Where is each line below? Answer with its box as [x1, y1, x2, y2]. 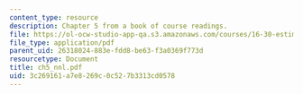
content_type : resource [9, 13, 99, 22]
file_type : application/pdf [9, 38, 115, 47]
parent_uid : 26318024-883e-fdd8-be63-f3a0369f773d [9, 47, 204, 56]
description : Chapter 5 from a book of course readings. [9, 21, 228, 30]
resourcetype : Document [9, 55, 99, 64]
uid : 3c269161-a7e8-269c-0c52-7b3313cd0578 [9, 72, 176, 81]
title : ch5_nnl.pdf [9, 64, 83, 73]
